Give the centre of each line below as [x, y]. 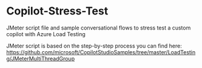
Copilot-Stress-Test [57, 11]
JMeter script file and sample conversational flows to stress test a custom [99, 28]
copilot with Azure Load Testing [46, 34]
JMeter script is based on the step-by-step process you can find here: [94, 46]
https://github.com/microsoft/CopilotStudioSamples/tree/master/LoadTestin [101, 52]
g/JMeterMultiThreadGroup [40, 58]
